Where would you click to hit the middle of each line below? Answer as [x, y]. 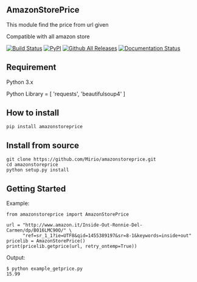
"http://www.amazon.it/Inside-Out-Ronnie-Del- [82, 225]
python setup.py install [38, 170]
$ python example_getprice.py [45, 269]
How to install [33, 113]
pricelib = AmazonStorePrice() [46, 241]
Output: [16, 258]
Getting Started [36, 189]
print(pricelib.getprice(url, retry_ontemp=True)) [72, 246]
